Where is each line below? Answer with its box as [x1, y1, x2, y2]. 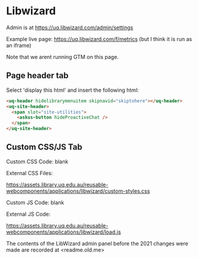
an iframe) [6, 42, 32, 49]
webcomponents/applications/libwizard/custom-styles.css [6, 187, 150, 194]
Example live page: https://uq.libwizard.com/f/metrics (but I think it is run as [6, 35, 193, 42]
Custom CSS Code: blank [6, 158, 69, 165]
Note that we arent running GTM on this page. [6, 53, 119, 60]
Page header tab [6, 70, 69, 81]
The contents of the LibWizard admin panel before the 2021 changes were [6, 240, 188, 247]
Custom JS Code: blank [6, 198, 64, 206]
